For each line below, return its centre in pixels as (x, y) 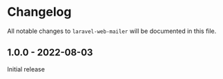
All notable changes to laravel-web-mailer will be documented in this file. (112, 31)
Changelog (39, 12)
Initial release (26, 69)
